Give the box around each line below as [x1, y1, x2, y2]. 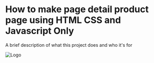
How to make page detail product [5, 4, 149, 15]
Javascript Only [5, 25, 74, 37]
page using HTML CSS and [5, 14, 121, 26]
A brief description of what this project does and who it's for [5, 42, 133, 48]
